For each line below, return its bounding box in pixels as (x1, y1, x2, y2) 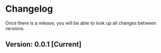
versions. (5, 25, 25, 31)
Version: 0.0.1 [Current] (5, 40, 82, 49)
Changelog (5, 3, 53, 15)
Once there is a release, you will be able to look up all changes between (5, 20, 157, 26)
